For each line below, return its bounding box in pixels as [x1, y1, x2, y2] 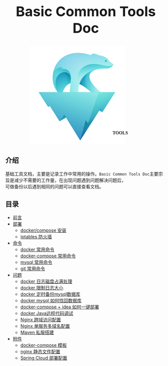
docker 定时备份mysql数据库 [20, 291, 81, 297]
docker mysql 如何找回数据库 [20, 297, 82, 303]
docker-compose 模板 [20, 342, 67, 348]
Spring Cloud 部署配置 [20, 355, 67, 361]
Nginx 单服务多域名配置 [20, 323, 70, 329]
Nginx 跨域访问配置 [20, 316, 61, 323]
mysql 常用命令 [20, 259, 53, 265]
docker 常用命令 [20, 246, 55, 252]
